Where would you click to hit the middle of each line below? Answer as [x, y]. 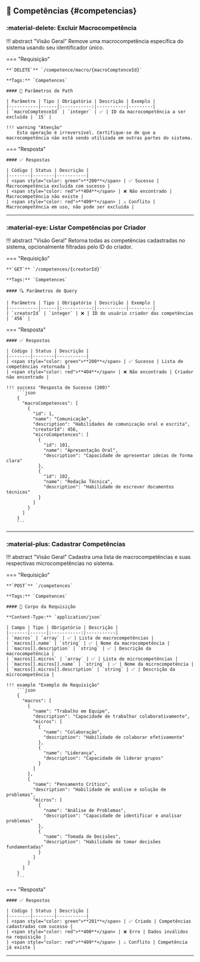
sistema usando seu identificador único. [55, 47]
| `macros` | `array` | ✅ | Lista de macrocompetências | [80, 638]
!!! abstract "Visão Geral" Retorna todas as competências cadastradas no [96, 240]
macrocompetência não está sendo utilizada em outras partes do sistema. [100, 138]
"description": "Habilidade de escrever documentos [109, 487]
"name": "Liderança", [70, 753]
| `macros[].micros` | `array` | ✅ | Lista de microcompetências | [92, 659]
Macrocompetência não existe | [45, 196]
